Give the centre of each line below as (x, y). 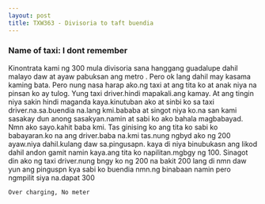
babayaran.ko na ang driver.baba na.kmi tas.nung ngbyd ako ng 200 (119, 135)
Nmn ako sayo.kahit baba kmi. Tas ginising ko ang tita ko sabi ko (113, 127)
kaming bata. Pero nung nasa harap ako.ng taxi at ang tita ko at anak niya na (132, 85)
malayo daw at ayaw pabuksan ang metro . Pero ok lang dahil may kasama (130, 76)
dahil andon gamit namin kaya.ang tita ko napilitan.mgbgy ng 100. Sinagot (128, 152)
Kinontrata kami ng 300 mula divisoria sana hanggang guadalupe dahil (123, 67)
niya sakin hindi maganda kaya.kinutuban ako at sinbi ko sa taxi (112, 102)
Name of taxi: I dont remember (68, 51)
